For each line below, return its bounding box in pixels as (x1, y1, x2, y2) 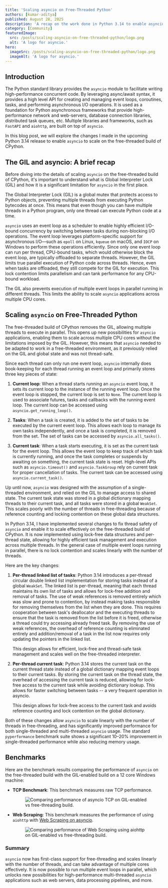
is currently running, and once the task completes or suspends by (12, 453, 148, 459)
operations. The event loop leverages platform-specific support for (5, 234, 143, 239)
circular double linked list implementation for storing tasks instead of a (12, 577, 157, 583)
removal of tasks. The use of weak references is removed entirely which (12, 593, 161, 599)
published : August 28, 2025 (5, 17, 64, 22)
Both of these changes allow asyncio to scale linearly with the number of (5, 717, 155, 723)
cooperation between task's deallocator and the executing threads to (12, 609, 155, 615)
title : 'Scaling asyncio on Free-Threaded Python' (5, 7, 113, 13)
